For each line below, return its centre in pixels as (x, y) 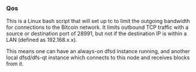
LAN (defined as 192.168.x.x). (42, 40)
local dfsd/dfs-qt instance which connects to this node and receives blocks (98, 58)
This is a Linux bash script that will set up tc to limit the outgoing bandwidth (98, 21)
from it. (15, 64)
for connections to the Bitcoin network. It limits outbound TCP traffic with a (97, 27)
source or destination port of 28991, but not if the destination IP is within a (97, 34)
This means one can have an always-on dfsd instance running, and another (98, 51)
